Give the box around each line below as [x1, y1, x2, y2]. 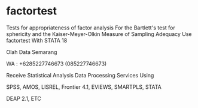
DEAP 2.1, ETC [6, 95, 42, 102]
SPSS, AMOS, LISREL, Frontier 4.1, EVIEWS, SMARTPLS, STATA [6, 83, 162, 91]
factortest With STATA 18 [6, 37, 68, 44]
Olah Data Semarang [6, 48, 57, 55]
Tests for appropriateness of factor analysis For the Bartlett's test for [6, 24, 175, 31]
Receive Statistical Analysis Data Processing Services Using [6, 71, 154, 79]
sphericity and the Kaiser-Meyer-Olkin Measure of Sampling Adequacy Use [6, 30, 193, 37]
